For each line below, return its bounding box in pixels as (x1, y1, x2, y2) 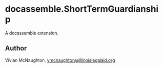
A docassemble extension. (5, 30, 59, 36)
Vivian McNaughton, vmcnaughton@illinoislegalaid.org (5, 57, 115, 63)
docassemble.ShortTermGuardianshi (5, 3, 159, 15)
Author (5, 44, 27, 52)
